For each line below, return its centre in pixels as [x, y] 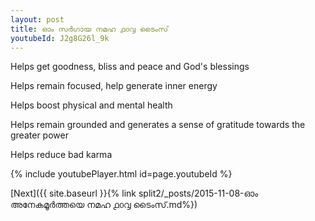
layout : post [37, 19]
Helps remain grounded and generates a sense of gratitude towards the [158, 125]
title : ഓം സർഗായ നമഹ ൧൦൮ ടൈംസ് [89, 29]
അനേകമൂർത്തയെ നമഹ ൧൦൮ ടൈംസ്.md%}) [104, 205]
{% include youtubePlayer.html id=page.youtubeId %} [121, 174]
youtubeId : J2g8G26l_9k [60, 38]
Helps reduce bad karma [61, 155]
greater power [39, 135]
